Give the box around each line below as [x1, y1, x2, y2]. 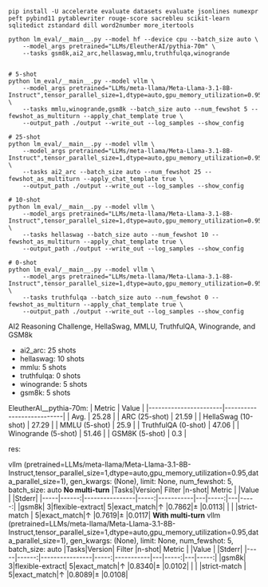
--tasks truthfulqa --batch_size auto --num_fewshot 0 [22, 293, 209, 301]
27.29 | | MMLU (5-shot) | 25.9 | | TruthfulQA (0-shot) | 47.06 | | [31, 420, 239, 430]
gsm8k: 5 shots [19, 388, 71, 397]
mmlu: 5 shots [19, 363, 67, 372]
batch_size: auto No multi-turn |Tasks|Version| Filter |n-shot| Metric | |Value [8, 485, 259, 494]
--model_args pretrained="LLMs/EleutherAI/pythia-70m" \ [22, 42, 216, 50]
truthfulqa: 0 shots [19, 371, 81, 380]
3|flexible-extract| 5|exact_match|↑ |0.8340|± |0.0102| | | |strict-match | [8, 561, 246, 570]
